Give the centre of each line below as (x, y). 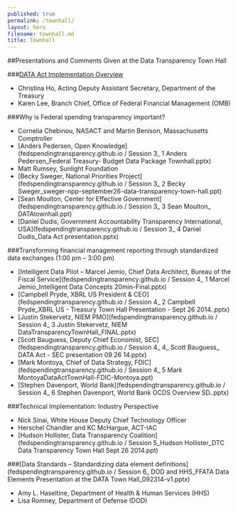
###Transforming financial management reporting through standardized (113, 250)
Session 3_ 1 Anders (158, 154)
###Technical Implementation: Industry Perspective (83, 407)
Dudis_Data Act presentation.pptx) (68, 237)
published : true (31, 14)
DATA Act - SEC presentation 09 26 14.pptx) (82, 355)
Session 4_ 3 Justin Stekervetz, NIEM (72, 325)
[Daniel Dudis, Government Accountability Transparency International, (120, 222)
